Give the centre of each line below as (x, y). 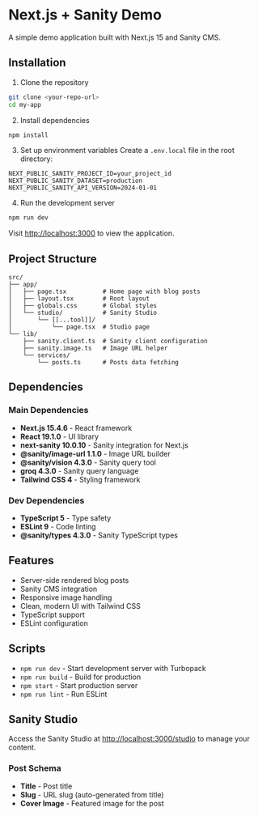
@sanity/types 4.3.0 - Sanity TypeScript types (99, 535)
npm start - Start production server (79, 685)
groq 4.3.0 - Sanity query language (79, 470)
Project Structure (53, 259)
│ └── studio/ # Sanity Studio (83, 313)
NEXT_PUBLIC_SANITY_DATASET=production (76, 181)
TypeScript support (52, 614)
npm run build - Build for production (80, 677)
